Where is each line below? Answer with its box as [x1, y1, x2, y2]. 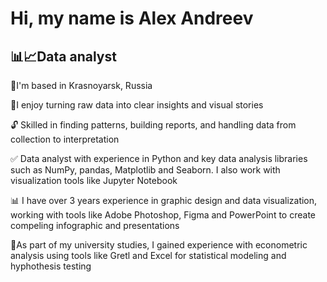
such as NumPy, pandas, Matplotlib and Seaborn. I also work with [10, 164, 281, 176]
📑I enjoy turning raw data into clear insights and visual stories [10, 99, 264, 111]
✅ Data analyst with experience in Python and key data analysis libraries [10, 153, 308, 164]
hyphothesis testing [10, 260, 92, 272]
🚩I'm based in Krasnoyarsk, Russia [10, 80, 153, 91]
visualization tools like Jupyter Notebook [10, 175, 178, 186]
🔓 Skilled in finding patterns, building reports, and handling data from [10, 119, 297, 131]
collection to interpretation [10, 133, 120, 145]
